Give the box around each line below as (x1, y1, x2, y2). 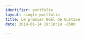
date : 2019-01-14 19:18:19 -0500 (5, 21, 76, 27)
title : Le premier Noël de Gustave (5, 17, 80, 22)
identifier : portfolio (5, 7, 53, 13)
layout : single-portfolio (5, 12, 60, 17)
